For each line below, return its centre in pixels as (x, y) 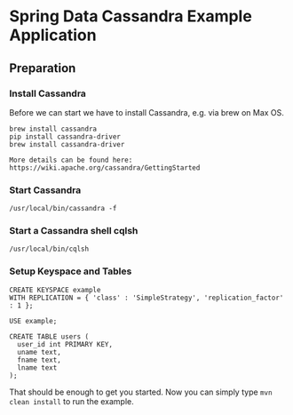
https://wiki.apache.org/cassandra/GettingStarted (105, 168)
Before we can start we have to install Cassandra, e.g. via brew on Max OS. (146, 112)
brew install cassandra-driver (67, 144)
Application (53, 35)
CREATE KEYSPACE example (55, 290)
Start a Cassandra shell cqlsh (74, 231)
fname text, (40, 360)
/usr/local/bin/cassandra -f (63, 209)
